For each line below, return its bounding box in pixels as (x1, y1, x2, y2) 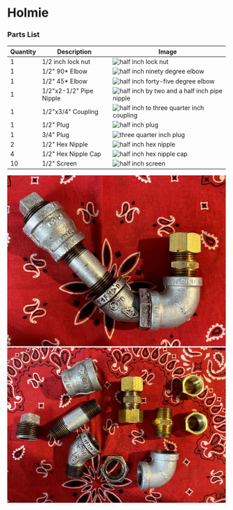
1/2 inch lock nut (42, 58, 91, 66)
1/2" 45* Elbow (42, 77, 88, 85)
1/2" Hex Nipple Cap (42, 150, 102, 158)
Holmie (7, 5, 49, 21)
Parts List (7, 30, 40, 40)
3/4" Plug (42, 130, 69, 138)
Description (57, 47, 92, 56)
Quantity (10, 47, 37, 56)
